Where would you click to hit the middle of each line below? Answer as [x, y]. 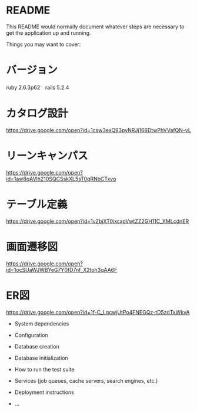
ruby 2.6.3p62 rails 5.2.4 [38, 87]
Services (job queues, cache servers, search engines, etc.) [86, 380]
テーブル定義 [37, 204]
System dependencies [42, 323]
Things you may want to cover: [44, 44]
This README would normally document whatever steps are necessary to [95, 27]
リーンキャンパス [47, 156]
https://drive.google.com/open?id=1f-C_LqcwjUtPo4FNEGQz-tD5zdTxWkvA [98, 312]
